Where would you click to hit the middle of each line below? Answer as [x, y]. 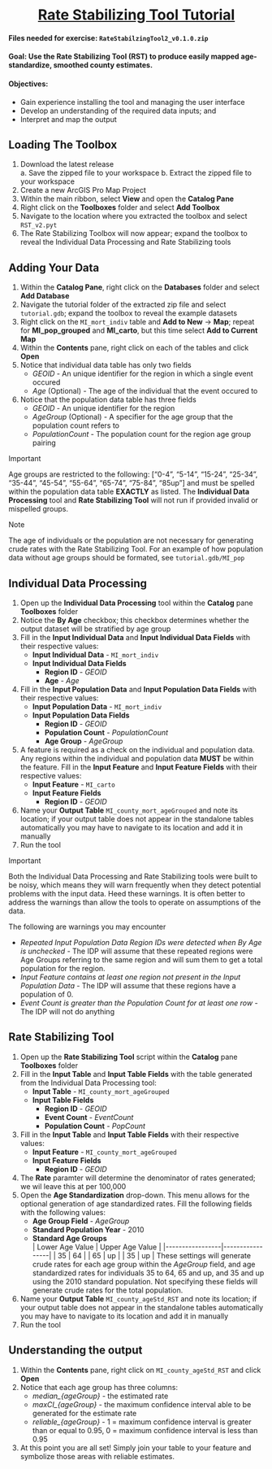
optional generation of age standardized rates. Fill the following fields [136, 1203]
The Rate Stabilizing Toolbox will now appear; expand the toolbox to [134, 233]
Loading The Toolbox [63, 144]
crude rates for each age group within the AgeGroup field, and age [144, 1264]
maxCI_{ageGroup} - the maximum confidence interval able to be [142, 1404]
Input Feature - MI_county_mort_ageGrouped [104, 1152]
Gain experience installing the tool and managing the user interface [132, 102]
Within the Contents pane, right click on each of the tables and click [134, 348]
